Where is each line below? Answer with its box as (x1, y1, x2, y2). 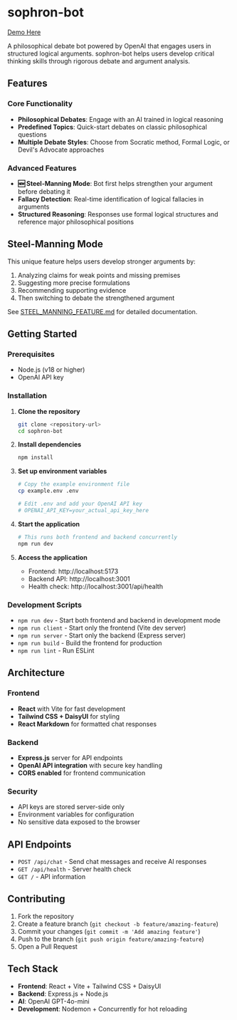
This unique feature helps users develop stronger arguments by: (7, 257, 196, 266)
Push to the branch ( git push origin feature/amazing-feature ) (17, 935, 204, 943)
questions (17, 130, 48, 139)
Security (7, 786, 38, 796)
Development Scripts (7, 600, 82, 610)
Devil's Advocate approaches (17, 145, 105, 154)
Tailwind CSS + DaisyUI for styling (17, 712, 120, 720)
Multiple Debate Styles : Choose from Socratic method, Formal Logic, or (17, 137, 230, 146)
